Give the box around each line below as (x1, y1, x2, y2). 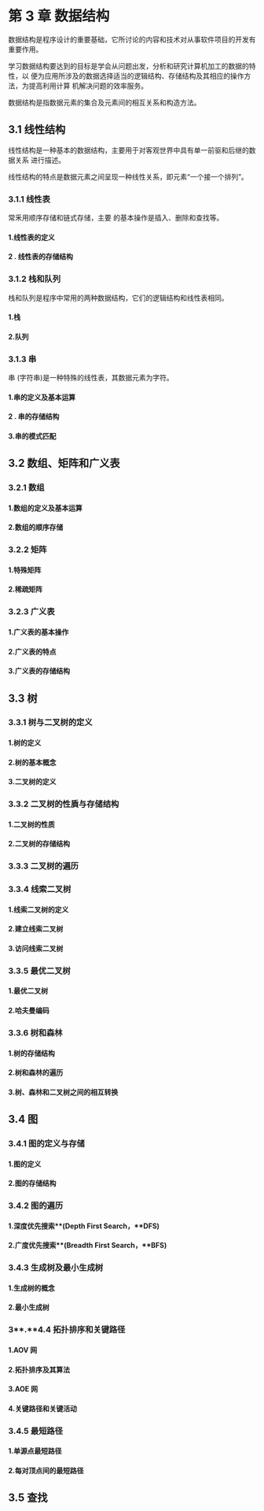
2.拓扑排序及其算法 (8, 1365, 71, 1374)
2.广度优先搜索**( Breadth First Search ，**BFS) (8, 1241, 167, 1250)
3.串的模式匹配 (8, 431, 57, 441)
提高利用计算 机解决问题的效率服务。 (28, 80, 148, 91)
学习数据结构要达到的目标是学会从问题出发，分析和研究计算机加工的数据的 (8, 61, 249, 71)
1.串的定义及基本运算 (8, 392, 76, 402)
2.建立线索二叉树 (8, 924, 64, 934)
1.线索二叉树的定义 (8, 905, 69, 914)
